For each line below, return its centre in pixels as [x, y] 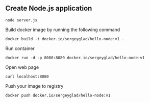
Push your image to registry [34, 86]
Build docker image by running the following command [63, 30]
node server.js [21, 20]
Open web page [22, 67]
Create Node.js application [49, 8]
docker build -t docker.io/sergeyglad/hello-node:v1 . [65, 39]
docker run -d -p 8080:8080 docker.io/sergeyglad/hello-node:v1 [75, 58]
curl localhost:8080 [27, 76]
